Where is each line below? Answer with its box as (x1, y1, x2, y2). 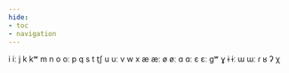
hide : (8, 12, 28, 22)
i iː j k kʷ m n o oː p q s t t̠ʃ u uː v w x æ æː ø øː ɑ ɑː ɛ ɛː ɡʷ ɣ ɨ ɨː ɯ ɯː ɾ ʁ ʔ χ (8, 54, 281, 64)
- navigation (8, 29, 57, 38)
